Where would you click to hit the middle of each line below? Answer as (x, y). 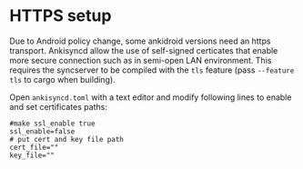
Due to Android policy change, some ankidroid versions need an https (140, 41)
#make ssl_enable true (52, 124)
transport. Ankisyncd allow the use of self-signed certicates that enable (144, 50)
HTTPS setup (61, 16)
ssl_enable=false (42, 131)
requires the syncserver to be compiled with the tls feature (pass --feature (152, 70)
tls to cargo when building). (62, 79)
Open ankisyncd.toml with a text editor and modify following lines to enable (151, 97)
